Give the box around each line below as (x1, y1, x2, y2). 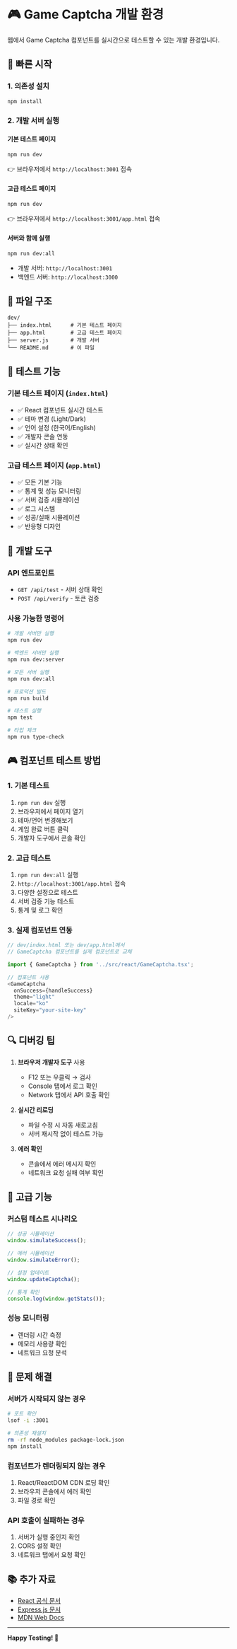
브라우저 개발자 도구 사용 (17, 1058, 86, 1066)
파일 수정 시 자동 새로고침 (28, 1121, 99, 1129)
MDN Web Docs (17, 1614, 65, 1622)
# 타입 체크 (7, 727, 37, 734)
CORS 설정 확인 (17, 1541, 62, 1550)
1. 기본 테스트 (7, 781, 50, 791)
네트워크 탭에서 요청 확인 (17, 1551, 86, 1559)
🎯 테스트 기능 (7, 365, 61, 377)
